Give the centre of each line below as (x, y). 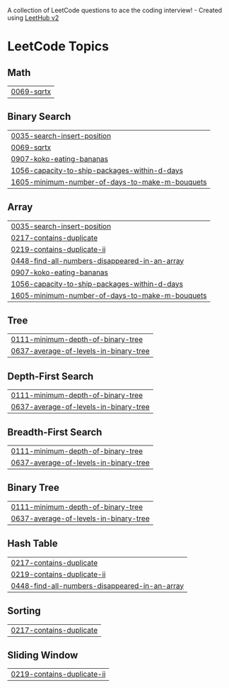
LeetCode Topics (58, 46)
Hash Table (33, 544)
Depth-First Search (51, 376)
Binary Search (39, 117)
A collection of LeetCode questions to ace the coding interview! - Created (115, 10)
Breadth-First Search (55, 432)
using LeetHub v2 (33, 18)
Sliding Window (43, 655)
